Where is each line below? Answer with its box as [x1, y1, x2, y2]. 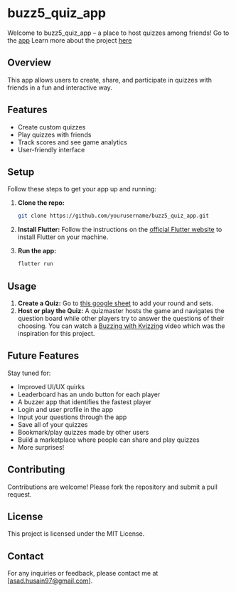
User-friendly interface [17, 145, 85, 154]
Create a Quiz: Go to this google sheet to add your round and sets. [17, 299, 214, 307]
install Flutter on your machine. [17, 233, 109, 241]
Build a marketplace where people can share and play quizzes [17, 435, 200, 444]
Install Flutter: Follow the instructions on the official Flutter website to [17, 226, 222, 234]
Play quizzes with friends [17, 130, 92, 139]
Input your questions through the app [17, 413, 127, 421]
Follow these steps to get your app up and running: [7, 185, 157, 194]
